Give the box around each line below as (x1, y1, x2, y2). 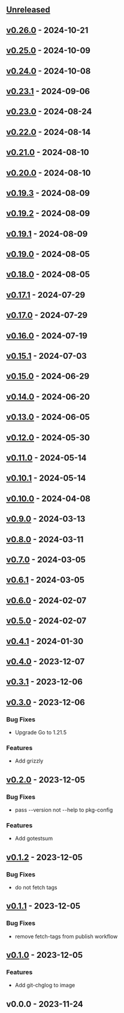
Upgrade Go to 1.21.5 (14, 728, 67, 736)
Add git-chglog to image (14, 982, 75, 989)
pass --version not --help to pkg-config (14, 806, 113, 814)
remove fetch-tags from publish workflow (14, 933, 118, 940)
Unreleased (6, 5, 51, 15)
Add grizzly (14, 757, 44, 764)
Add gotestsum (14, 835, 53, 842)
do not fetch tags (14, 884, 58, 891)
